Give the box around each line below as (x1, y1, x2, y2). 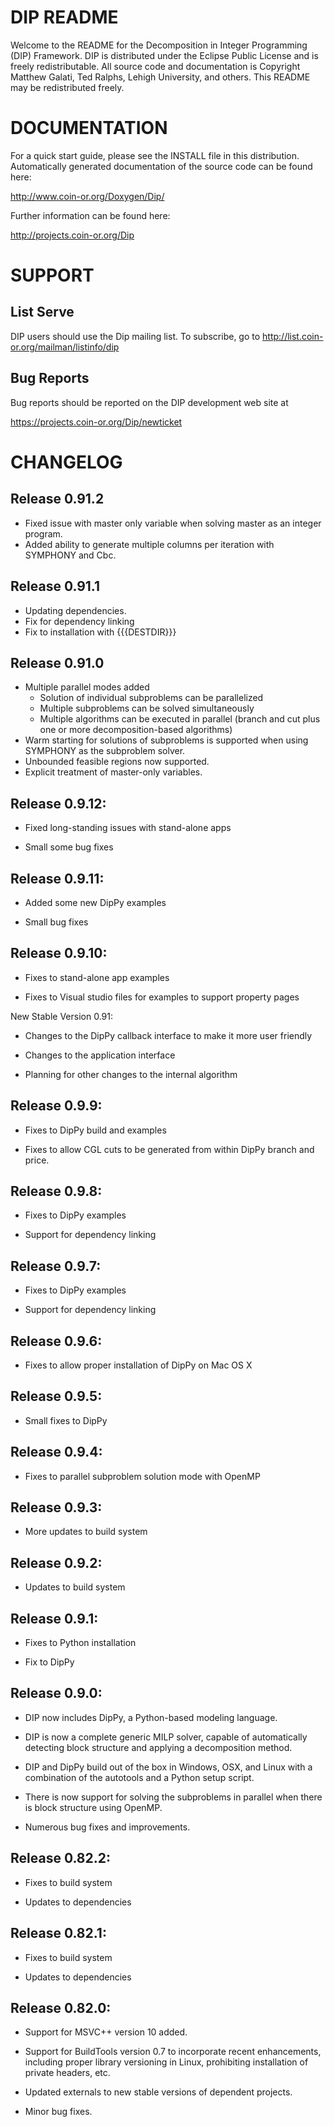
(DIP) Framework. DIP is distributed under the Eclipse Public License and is (10, 49, 319, 61)
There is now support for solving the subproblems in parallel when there (24, 1791, 323, 1803)
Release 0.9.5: (10, 1388, 103, 1405)
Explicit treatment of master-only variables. (24, 766, 203, 778)
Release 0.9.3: (10, 1499, 103, 1516)
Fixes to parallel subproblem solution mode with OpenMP (24, 1470, 261, 1482)
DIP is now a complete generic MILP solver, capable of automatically (24, 1731, 308, 1743)
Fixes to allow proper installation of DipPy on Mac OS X (24, 1359, 253, 1371)
